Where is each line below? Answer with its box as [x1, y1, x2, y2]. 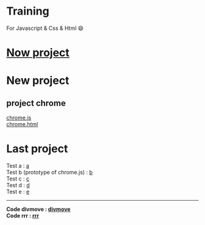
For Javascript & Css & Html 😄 [6, 24, 84, 32]
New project [6, 74, 70, 88]
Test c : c [6, 175, 29, 182]
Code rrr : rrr [6, 212, 40, 220]
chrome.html [6, 121, 38, 128]
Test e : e [6, 188, 30, 196]
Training [6, 4, 50, 18]
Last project [6, 142, 68, 156]
